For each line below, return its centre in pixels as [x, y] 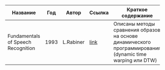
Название [24, 13]
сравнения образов [137, 30]
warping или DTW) [135, 60]
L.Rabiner [74, 42]
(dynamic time [130, 54]
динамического [132, 42]
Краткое [137, 9]
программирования [137, 48]
